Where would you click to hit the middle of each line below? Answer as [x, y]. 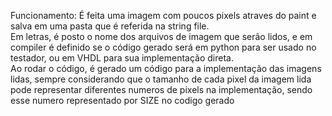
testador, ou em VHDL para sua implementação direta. [122, 58]
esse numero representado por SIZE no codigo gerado [122, 100]
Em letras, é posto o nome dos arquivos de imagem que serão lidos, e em [161, 36]
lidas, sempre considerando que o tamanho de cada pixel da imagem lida [161, 79]
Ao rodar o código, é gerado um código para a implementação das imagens [166, 68]
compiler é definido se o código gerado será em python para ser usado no [163, 47]
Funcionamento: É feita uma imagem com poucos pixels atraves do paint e [163, 15]
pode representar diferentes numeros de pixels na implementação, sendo [161, 89]
